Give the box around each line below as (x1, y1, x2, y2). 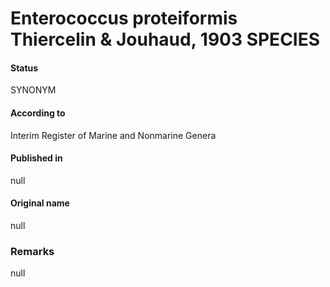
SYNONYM (10, 84, 57, 96)
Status (10, 62, 39, 74)
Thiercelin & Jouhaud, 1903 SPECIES (10, 28, 321, 51)
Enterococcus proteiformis (10, 7, 238, 30)
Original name (10, 197, 70, 209)
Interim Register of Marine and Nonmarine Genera (10, 129, 217, 141)
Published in (10, 152, 63, 164)
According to (10, 107, 66, 119)
